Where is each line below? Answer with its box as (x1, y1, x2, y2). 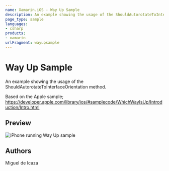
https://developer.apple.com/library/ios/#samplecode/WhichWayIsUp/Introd (5, 99, 162, 105)
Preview (5, 119, 32, 127)
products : (5, 31, 26, 36)
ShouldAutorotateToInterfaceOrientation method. (5, 83, 107, 90)
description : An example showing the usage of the (5, 12, 114, 17)
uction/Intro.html (5, 104, 40, 110)
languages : (5, 21, 28, 27)
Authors (5, 146, 32, 155)
